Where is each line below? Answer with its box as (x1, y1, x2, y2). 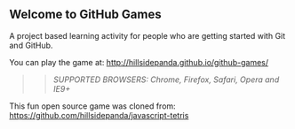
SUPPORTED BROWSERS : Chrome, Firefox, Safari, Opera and (52, 74, 280, 85)
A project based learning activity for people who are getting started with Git (9, 30, 286, 41)
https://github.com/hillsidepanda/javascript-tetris (9, 110, 189, 120)
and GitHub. (9, 40, 53, 50)
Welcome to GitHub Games (9, 7, 162, 22)
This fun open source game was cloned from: (9, 101, 176, 111)
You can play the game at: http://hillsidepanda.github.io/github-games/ (9, 57, 269, 67)
